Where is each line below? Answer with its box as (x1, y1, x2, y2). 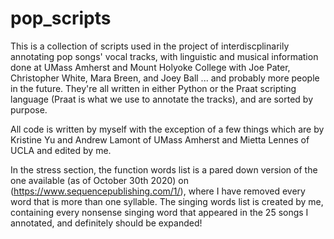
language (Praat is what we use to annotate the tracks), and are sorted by (10, 93, 314, 105)
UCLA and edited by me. (10, 144, 112, 156)
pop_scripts (10, 7, 112, 30)
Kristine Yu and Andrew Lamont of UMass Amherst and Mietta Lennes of (10, 133, 310, 146)
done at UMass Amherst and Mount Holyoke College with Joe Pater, (10, 61, 291, 73)
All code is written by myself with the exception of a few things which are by (10, 123, 325, 135)
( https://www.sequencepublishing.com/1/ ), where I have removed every (10, 185, 306, 197)
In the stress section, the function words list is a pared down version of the (10, 163, 318, 176)
